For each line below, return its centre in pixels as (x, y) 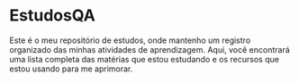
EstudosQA (53, 16)
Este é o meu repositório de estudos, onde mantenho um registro (130, 40)
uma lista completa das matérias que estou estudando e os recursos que (144, 59)
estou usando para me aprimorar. (71, 69)
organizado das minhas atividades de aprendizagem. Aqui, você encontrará (149, 49)
